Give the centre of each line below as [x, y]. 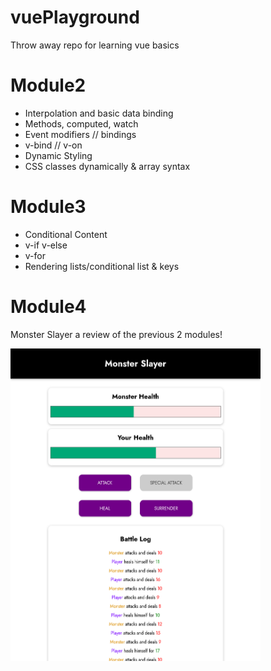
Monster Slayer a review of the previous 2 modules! [116, 334]
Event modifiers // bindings [80, 134]
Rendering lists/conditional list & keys [102, 266]
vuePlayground [75, 17]
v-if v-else [46, 245]
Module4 [48, 307]
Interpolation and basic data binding [99, 113]
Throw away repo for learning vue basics [95, 45]
